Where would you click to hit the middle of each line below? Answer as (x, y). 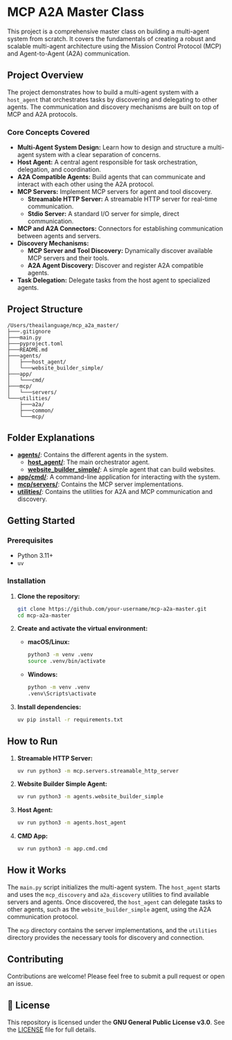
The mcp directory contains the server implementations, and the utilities (112, 930)
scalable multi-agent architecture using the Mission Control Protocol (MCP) (114, 46)
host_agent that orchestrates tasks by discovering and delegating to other (113, 99)
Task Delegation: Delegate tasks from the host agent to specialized (114, 280)
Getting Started (41, 521)
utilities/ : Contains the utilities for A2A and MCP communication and (115, 491)
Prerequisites (30, 540)
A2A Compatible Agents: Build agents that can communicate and (111, 177)
